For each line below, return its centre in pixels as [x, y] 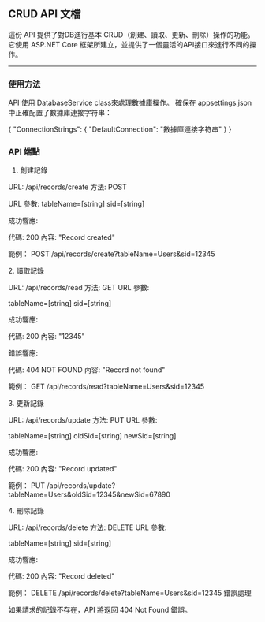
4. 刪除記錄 [26, 511]
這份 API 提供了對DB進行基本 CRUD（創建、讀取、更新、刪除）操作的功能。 [131, 35]
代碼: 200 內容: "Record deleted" [62, 576]
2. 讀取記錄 [26, 271]
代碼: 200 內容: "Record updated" [63, 469]
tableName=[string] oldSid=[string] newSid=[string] [92, 436]
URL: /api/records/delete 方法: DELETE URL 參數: [88, 527]
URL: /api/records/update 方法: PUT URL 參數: [83, 420]
